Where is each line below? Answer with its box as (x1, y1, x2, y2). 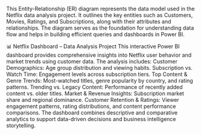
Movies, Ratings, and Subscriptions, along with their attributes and (6, 18, 171, 25)
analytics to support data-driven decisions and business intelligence (6, 116, 176, 122)
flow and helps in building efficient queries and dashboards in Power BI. (6, 31, 185, 38)
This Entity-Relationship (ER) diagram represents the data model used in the (6, 5, 195, 12)
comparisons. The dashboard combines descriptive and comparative (6, 109, 178, 116)
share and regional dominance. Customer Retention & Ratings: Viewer (6, 96, 179, 103)
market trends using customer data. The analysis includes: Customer (6, 58, 178, 65)
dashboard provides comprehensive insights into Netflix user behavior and (6, 51, 192, 58)
